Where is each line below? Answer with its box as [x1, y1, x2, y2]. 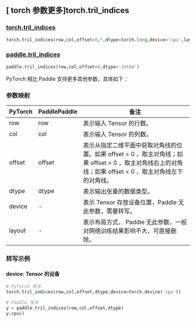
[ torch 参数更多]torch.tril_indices [6, 5, 129, 16]
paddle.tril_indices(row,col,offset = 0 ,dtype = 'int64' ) [6, 64, 140, 70]
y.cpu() [6, 310, 25, 316]
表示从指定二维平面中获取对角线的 [83, 141, 177, 149]
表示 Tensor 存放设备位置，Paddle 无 [83, 198, 185, 207]
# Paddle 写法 [6, 299, 39, 306]
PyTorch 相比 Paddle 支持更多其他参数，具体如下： [6, 75, 129, 82]
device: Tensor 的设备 [6, 270, 60, 277]
